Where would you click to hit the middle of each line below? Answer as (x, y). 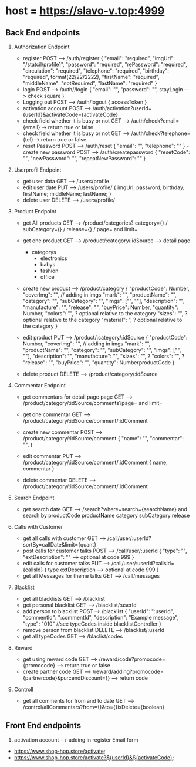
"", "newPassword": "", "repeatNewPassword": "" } (84, 158)
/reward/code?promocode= (132, 659)
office (47, 277)
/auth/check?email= (155, 121)
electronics (54, 258)
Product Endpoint (35, 211)
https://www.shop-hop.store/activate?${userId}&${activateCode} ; (94, 757)
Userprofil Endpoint (38, 170)
